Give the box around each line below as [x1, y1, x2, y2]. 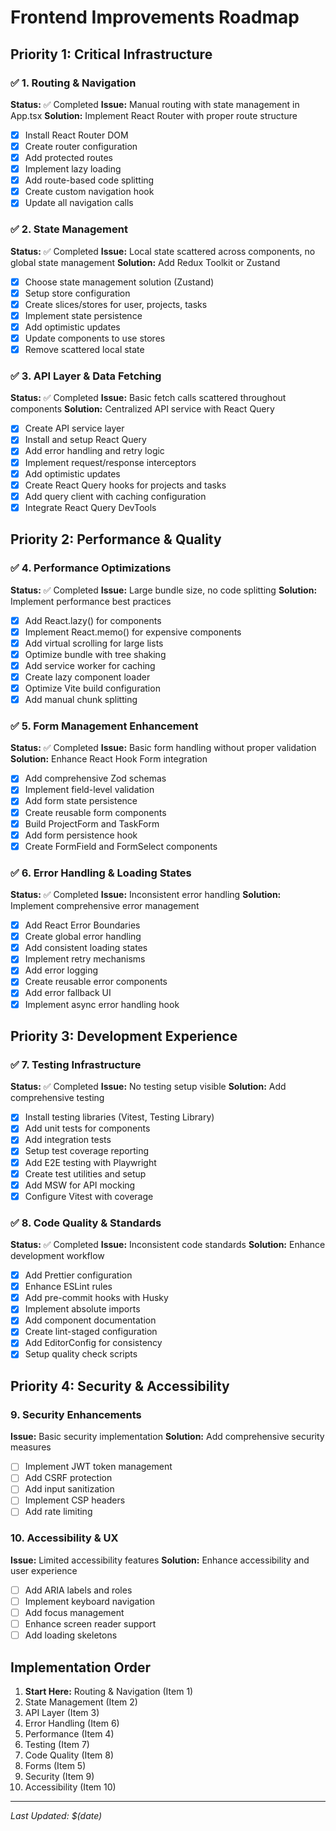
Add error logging [24, 964, 99, 976]
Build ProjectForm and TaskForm [24, 817, 160, 830]
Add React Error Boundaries [24, 919, 141, 931]
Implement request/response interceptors [24, 456, 197, 468]
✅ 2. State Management [10, 222, 128, 236]
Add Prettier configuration [24, 1269, 133, 1281]
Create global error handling [24, 931, 142, 943]
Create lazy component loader [24, 671, 151, 683]
